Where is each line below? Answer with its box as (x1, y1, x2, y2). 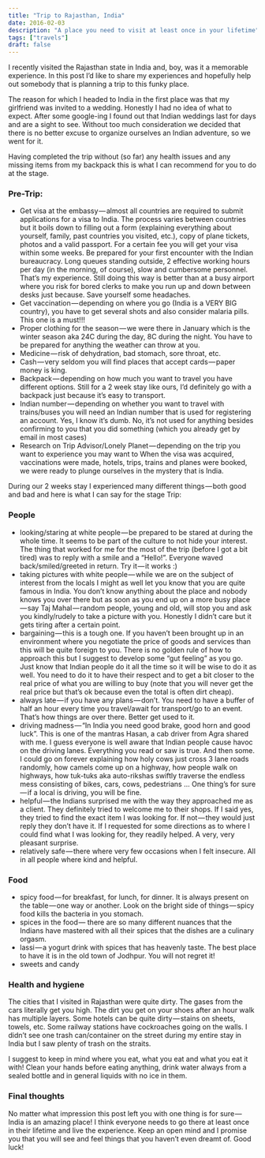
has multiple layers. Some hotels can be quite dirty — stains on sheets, (8, 1014, 236, 1023)
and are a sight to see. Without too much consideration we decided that (8, 120, 241, 129)
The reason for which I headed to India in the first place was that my (8, 95, 230, 104)
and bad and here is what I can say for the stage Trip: (8, 490, 182, 500)
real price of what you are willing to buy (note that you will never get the (19, 678, 254, 688)
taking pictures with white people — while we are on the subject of (19, 569, 234, 579)
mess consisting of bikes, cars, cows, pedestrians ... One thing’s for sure (19, 779, 256, 789)
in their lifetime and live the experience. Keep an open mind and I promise (8, 1126, 248, 1135)
